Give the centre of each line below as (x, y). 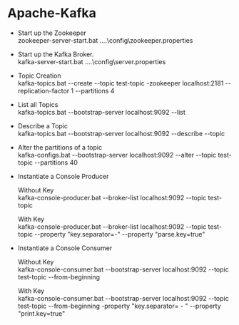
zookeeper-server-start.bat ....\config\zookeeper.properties (105, 40)
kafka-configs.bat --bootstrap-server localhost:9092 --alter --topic (117, 155)
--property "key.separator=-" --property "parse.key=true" (120, 234)
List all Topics (38, 104)
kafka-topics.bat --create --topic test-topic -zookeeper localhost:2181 (121, 83)
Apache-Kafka (52, 13)
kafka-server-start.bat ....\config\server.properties (92, 61)
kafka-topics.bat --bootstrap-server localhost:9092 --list (101, 112)
